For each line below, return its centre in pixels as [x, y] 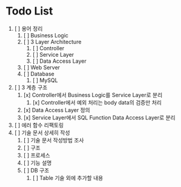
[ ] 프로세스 [37, 155]
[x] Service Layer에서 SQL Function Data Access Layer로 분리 [100, 117]
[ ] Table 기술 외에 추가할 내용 [68, 178]
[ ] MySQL [45, 80]
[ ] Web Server [42, 67]
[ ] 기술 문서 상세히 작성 [42, 132]
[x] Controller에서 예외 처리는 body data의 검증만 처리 [97, 102]
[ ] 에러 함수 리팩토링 [39, 125]
